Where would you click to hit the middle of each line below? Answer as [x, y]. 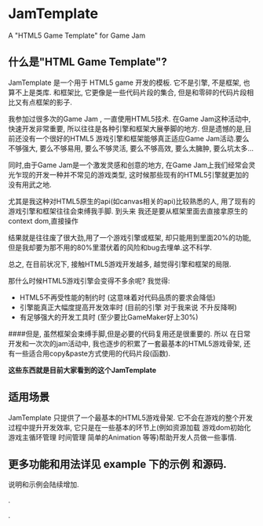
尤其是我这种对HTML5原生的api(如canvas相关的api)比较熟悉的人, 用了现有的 [132, 201]
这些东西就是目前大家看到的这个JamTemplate [82, 370]
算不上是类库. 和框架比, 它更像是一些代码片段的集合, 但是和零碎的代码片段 [128, 92]
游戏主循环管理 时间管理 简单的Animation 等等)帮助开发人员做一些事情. [122, 437]
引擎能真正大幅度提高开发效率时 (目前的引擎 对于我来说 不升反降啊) [128, 307]
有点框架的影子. [47, 102]
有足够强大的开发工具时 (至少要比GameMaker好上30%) [109, 317]
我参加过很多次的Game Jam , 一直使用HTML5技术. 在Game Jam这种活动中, [130, 119]
